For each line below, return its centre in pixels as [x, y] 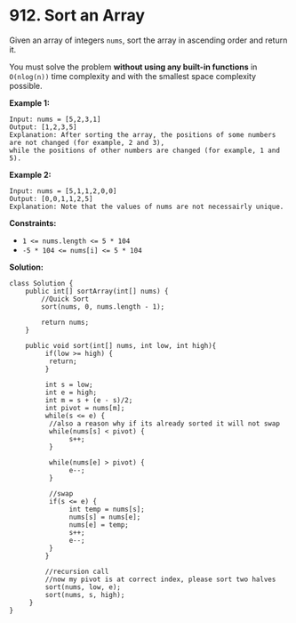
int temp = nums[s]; [107, 509]
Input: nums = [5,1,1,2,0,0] [63, 191]
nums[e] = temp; [99, 525]
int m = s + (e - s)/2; [89, 400]
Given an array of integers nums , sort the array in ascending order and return [148, 40]
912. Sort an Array [77, 16]
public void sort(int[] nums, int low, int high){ [121, 345]
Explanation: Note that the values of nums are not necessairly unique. [147, 206]
